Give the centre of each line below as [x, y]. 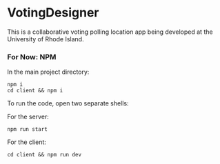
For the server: [28, 117]
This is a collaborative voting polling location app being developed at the [110, 32]
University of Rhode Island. [46, 39]
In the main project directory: [48, 72]
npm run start [28, 130]
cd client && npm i [35, 91]
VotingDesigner [53, 13]
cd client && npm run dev [44, 155]
